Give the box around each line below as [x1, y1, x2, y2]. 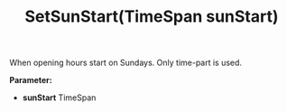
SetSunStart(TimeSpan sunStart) [24, 6, 279, 27]
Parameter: [9, 75, 52, 86]
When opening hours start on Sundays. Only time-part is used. [9, 57, 242, 69]
